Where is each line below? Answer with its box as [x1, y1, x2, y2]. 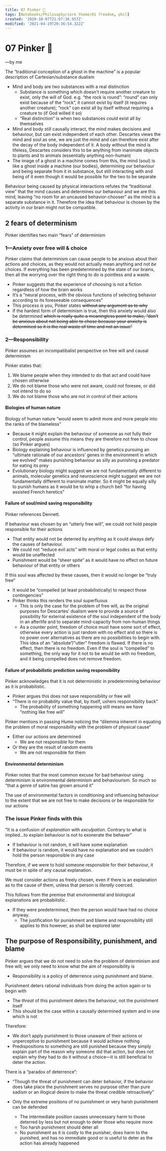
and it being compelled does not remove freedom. [19, 656, 122, 661]
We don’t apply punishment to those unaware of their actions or [12, 1032, 143, 1038]
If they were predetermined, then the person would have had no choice [12, 906, 158, 912]
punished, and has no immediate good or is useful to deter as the [19, 1135, 153, 1141]
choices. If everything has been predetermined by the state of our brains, [5, 266, 155, 272]
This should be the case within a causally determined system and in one [12, 1008, 160, 1014]
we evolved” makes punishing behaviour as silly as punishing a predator [12, 457, 160, 463]
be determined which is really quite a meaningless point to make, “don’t [12, 313, 159, 319]
